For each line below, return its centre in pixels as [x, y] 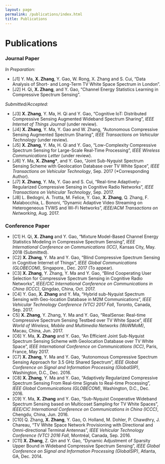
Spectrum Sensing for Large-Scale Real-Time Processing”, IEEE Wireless [86, 150]
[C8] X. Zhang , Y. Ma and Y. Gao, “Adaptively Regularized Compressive [85, 378]
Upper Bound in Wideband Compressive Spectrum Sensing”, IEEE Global [86, 446]
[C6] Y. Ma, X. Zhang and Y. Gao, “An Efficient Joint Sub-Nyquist [78, 336]
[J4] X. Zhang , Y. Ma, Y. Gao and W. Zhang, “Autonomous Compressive [85, 129]
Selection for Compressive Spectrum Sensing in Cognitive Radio [77, 278]
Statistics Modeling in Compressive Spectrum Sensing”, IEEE [74, 242]
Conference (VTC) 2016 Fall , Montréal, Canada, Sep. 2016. [72, 435]
